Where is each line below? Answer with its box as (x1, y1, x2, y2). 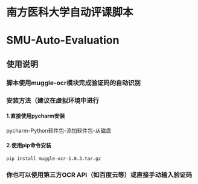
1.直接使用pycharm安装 (6, 112, 65, 119)
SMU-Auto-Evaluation (6, 34, 120, 47)
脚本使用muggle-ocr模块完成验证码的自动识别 (6, 78, 141, 87)
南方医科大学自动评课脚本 (6, 5, 134, 19)
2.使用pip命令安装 (6, 142, 51, 149)
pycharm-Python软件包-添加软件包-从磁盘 (6, 127, 112, 134)
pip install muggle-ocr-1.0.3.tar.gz (6, 156, 101, 162)
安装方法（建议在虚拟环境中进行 (6, 96, 100, 104)
